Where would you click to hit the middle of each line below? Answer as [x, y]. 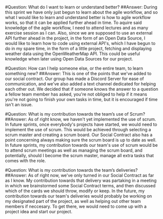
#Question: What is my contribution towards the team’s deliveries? [71, 170]
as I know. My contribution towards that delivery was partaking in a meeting [81, 180]
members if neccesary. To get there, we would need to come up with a [76, 206]
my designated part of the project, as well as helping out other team [73, 201]
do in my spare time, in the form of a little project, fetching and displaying [78, 49]
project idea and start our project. [39, 211]
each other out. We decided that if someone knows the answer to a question [82, 89]
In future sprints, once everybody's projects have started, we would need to [81, 124]
